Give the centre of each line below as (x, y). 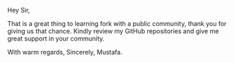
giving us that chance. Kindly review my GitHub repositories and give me (113, 31)
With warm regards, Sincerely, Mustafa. (65, 52)
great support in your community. (56, 38)
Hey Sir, (19, 10)
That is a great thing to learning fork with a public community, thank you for (117, 23)
